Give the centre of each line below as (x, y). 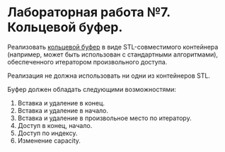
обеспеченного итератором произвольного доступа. (87, 62)
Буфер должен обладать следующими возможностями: (92, 89)
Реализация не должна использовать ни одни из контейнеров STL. (109, 76)
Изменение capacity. (49, 140)
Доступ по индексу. (47, 133)
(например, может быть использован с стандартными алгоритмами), (112, 54)
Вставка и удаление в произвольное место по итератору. (105, 118)
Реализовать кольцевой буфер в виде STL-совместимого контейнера (113, 47)
